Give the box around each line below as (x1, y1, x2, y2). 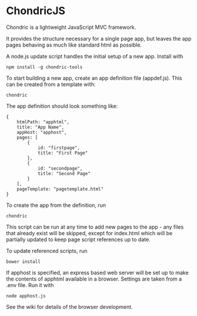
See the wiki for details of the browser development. (6, 303, 133, 310)
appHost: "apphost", (16, 129, 67, 135)
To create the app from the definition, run (6, 202, 106, 209)
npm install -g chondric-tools (6, 64, 83, 70)
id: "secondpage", (37, 165, 83, 172)
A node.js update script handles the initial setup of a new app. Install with (6, 52, 183, 60)
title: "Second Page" (37, 170, 91, 176)
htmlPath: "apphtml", (16, 119, 69, 125)
